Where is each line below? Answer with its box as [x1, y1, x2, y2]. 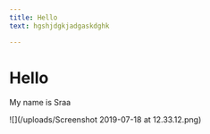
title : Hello [9, 13, 58, 22]
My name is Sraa [9, 97, 71, 108]
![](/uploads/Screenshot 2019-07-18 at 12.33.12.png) [9, 114, 202, 125]
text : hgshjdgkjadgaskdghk [9, 21, 110, 30]
